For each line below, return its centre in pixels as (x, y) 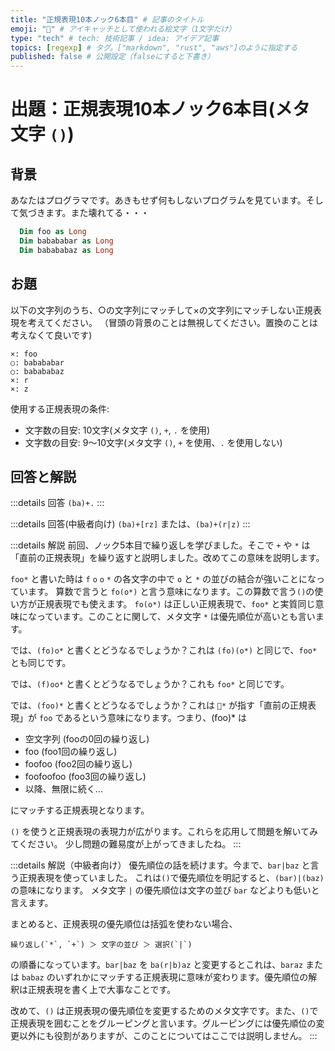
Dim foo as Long (53, 232)
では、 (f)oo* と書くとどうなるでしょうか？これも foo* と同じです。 (150, 684)
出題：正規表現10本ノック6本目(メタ (160, 109)
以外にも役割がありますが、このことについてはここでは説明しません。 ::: (168, 1036)
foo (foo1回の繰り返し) (71, 752)
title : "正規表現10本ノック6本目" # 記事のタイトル (107, 19)
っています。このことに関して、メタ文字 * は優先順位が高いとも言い (176, 617)
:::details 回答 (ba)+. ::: (57, 503)
